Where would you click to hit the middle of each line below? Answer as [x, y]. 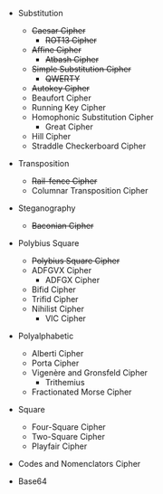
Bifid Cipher [54, 290]
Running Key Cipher [69, 107]
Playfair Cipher [59, 446]
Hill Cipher [51, 136]
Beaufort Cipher [62, 98]
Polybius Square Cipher [76, 261]
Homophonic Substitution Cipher [92, 117]
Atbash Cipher [72, 59]
